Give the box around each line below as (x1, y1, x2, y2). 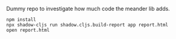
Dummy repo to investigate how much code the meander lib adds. (6, 5, 170, 12)
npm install (6, 17, 36, 23)
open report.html (6, 27, 50, 33)
